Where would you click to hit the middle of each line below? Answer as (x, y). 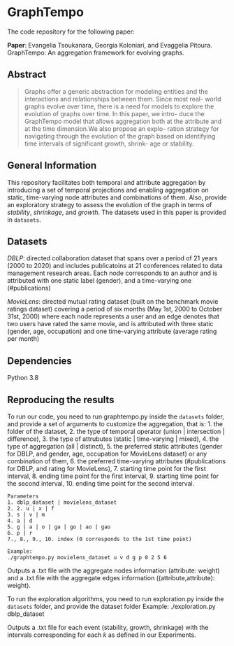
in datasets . (24, 219)
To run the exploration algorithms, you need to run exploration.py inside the (116, 599)
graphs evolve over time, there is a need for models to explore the (119, 106)
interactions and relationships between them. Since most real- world (123, 99)
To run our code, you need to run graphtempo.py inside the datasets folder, (116, 416)
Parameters (23, 496)
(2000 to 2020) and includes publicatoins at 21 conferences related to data (115, 266)
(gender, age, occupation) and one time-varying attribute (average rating (112, 331)
